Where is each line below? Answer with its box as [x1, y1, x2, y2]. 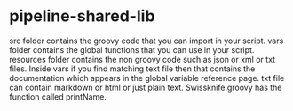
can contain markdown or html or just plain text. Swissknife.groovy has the [9, 82, 282, 92]
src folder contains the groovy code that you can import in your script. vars [9, 35, 284, 46]
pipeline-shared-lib [9, 6, 155, 26]
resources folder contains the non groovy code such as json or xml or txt [9, 54, 276, 64]
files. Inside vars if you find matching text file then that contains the [9, 63, 256, 74]
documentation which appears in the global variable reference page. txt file [9, 72, 285, 83]
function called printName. [9, 91, 107, 102]
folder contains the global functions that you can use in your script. [9, 44, 255, 55]
